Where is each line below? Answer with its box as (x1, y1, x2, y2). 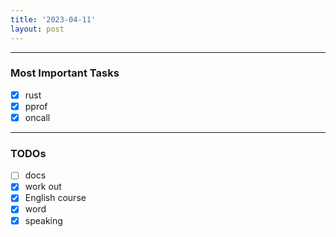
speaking (24, 214, 63, 226)
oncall (24, 111, 51, 123)
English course (24, 192, 87, 204)
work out (24, 181, 62, 193)
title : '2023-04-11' (10, 14, 97, 25)
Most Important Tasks (10, 66, 120, 80)
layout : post (10, 24, 65, 34)
